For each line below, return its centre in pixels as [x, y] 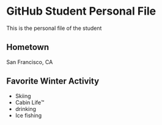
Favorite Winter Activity [53, 81]
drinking [26, 109]
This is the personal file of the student [54, 28]
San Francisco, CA [30, 62]
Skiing [23, 96]
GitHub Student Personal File [81, 11]
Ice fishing [28, 115]
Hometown [28, 47]
